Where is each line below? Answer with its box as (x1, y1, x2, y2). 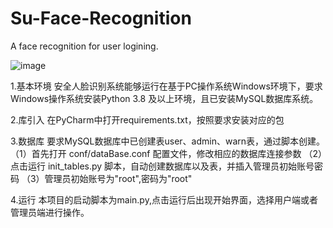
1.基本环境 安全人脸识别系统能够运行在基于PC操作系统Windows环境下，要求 (10, 80, 323, 92)
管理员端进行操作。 (10, 206, 90, 218)
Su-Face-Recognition (10, 7, 192, 30)
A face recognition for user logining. (10, 40, 159, 52)
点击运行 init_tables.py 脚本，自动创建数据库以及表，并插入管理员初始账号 (10, 160, 315, 172)
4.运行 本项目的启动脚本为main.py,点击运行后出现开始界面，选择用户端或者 (10, 193, 318, 206)
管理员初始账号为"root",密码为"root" (44, 172, 193, 184)
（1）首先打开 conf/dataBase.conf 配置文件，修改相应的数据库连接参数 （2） (10, 147, 323, 159)
